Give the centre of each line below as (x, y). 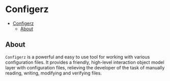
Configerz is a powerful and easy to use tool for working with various (78, 57)
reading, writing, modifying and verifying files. (53, 73)
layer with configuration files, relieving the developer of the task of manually (85, 67)
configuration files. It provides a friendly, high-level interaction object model (85, 62)
